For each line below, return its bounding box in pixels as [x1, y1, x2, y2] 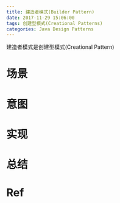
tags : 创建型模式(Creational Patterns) [6, 20, 103, 26]
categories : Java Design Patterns [6, 26, 94, 32]
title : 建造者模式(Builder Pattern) [6, 9, 95, 15]
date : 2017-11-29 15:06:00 [6, 15, 75, 21]
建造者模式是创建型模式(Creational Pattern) [6, 43, 115, 51]
